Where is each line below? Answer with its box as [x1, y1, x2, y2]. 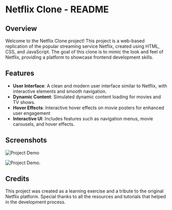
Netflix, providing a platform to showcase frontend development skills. [5, 54, 154, 60]
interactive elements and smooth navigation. [12, 88, 107, 94]
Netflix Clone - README [5, 4, 109, 15]
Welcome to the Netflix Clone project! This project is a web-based [5, 38, 145, 44]
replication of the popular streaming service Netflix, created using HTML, [5, 43, 160, 49]
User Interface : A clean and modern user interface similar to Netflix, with [12, 82, 167, 89]
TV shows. [12, 99, 36, 105]
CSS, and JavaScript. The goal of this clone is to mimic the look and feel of [5, 49, 164, 55]
